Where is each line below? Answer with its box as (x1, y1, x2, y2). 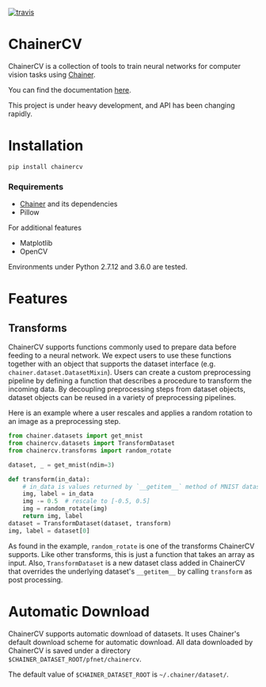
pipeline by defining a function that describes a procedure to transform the (8, 376, 253, 386)
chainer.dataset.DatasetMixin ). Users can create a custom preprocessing (8, 368, 251, 377)
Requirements (8, 181, 64, 192)
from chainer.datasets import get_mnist (8, 432, 144, 440)
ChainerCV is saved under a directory (8, 646, 131, 655)
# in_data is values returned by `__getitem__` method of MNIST (22, 483, 239, 490)
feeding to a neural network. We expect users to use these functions (8, 351, 232, 361)
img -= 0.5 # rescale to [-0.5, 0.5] (22, 498, 150, 506)
